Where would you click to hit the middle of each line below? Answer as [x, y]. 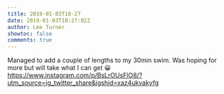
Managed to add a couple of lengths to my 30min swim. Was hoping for [112, 60]
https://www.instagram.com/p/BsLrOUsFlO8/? [75, 76]
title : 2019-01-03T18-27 [44, 14]
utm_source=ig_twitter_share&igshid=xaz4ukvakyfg [83, 83]
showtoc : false [30, 34]
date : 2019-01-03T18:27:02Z [49, 20]
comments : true [30, 40]
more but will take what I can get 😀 [59, 68]
